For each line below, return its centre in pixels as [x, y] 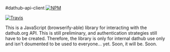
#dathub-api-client [25, 8]
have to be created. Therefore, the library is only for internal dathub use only [85, 38]
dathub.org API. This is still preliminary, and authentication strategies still [81, 33]
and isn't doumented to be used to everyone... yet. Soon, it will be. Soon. [81, 44]
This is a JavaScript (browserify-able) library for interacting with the [76, 28]
